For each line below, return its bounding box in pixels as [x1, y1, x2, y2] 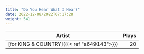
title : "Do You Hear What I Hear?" [5, 7, 80, 12]
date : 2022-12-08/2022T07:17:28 [5, 12, 73, 17]
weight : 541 [5, 16, 30, 21]
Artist [56, 32, 70, 39]
